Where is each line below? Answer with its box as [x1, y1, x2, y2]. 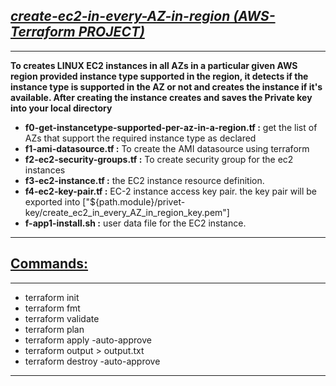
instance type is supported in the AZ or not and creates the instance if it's [10, 80, 323, 93]
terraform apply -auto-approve [24, 334, 152, 346]
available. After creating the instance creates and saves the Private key [10, 91, 313, 103]
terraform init [24, 291, 80, 303]
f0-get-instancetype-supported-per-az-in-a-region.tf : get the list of [24, 121, 318, 133]
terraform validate [24, 312, 100, 324]
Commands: [10, 255, 89, 273]
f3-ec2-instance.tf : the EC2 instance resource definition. [24, 174, 265, 186]
